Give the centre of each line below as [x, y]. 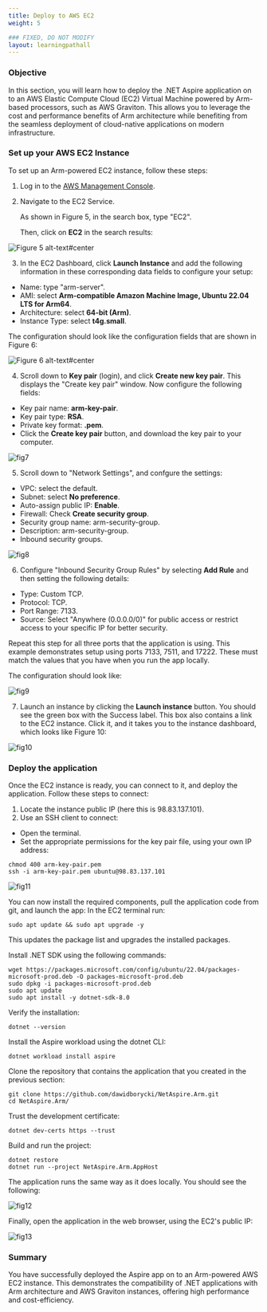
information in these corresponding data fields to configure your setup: [136, 271]
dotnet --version [37, 1027]
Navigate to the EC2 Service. [67, 201]
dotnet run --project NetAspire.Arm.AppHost [83, 1167]
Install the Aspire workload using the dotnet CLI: [87, 1042]
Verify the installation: [44, 1012]
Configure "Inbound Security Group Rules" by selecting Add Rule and [134, 570]
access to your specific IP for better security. [94, 627]
